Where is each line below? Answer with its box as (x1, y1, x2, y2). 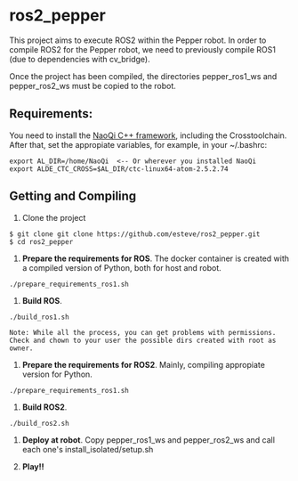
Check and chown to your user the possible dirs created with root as (9, 336, 277, 345)
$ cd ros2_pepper (9, 237, 74, 246)
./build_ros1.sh (9, 313, 69, 322)
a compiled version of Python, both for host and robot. (21, 262, 222, 273)
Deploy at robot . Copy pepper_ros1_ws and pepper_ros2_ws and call (21, 434, 276, 445)
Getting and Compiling (9, 189, 137, 204)
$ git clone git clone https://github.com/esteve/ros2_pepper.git (9, 229, 261, 239)
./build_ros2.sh (9, 419, 69, 428)
